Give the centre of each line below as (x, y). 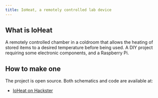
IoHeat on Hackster (33, 90)
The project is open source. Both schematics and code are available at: (79, 81)
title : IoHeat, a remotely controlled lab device (59, 10)
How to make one (33, 69)
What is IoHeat (29, 30)
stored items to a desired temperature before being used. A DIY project (79, 48)
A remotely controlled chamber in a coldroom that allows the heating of (79, 42)
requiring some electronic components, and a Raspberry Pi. (67, 53)
